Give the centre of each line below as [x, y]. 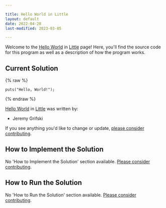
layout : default [22, 19]
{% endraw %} [21, 99]
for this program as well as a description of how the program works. [75, 52]
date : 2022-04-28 [23, 24]
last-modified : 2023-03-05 [33, 28]
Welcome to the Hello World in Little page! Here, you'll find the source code [83, 47]
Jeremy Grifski [28, 118]
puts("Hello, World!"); [30, 90]
